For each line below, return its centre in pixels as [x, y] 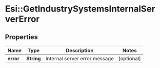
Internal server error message [80, 59]
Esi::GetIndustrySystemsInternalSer [80, 9]
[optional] [130, 59]
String [33, 59]
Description [80, 50]
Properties [21, 37]
